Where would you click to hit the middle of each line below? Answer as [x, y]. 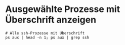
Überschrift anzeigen [51, 20]
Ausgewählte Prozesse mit [63, 9]
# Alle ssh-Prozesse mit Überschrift [45, 33]
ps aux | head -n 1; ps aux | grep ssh [47, 37]
